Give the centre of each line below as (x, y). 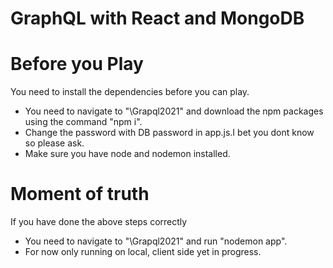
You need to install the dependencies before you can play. (130, 92)
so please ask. (54, 143)
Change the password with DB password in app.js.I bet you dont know (169, 133)
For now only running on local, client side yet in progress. (143, 252)
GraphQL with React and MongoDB (157, 18)
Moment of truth (80, 194)
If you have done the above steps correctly (99, 222)
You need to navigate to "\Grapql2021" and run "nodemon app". (156, 241)
